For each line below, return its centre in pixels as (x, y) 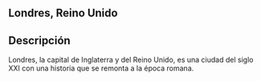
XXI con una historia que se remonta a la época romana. (101, 68)
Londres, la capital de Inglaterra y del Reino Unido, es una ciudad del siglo (131, 60)
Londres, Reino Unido (63, 13)
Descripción (39, 40)
